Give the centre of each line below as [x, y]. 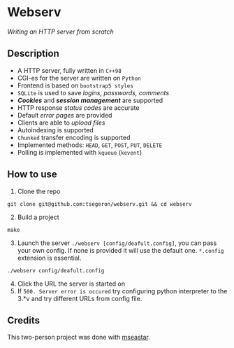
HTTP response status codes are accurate [78, 107]
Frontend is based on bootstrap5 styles [75, 85]
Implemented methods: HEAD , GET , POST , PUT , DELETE [90, 145]
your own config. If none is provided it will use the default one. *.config [120, 250]
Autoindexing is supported [56, 130]
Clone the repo [39, 191]
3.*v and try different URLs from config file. [80, 298]
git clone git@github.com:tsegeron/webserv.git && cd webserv [100, 204]
